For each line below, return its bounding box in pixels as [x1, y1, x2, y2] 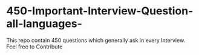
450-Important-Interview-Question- [6, 4, 194, 18]
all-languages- [6, 17, 83, 30]
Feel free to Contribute [6, 43, 63, 50]
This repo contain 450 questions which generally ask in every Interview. [6, 36, 186, 44]
